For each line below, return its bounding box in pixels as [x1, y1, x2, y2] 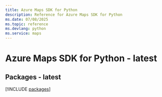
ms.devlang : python [5, 26, 46, 31]
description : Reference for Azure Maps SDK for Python [5, 12, 123, 17]
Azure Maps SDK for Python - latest [5, 53, 157, 64]
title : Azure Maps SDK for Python [5, 7, 78, 13]
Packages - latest [5, 73, 61, 81]
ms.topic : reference [5, 21, 49, 27]
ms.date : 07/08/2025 [5, 17, 49, 22]
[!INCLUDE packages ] [5, 86, 51, 92]
